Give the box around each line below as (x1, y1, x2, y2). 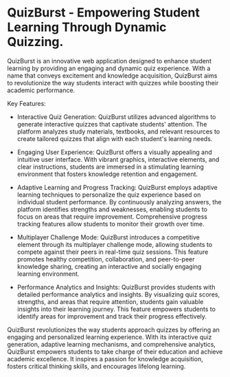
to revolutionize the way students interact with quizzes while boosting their (7, 78, 219, 87)
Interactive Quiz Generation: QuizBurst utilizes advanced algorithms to (16, 112, 216, 121)
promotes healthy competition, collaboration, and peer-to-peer (16, 255, 195, 263)
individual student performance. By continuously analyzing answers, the (16, 197, 222, 206)
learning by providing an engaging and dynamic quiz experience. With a (7, 64, 211, 72)
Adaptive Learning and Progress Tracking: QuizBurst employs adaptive (16, 183, 218, 191)
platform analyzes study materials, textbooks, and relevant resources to (16, 127, 220, 136)
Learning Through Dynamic (7, 19, 167, 35)
